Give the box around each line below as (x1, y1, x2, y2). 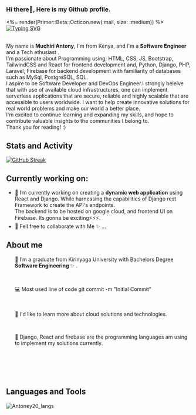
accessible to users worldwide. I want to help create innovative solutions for (6, 99, 190, 106)
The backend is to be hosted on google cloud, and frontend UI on (14, 207, 173, 215)
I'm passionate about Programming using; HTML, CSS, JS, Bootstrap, (6, 55, 174, 62)
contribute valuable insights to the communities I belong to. (6, 118, 150, 125)
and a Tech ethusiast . (6, 49, 60, 56)
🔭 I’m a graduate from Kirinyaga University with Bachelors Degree (14, 256, 174, 263)
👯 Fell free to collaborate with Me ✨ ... (14, 223, 107, 230)
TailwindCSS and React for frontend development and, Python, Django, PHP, (6, 61, 191, 68)
